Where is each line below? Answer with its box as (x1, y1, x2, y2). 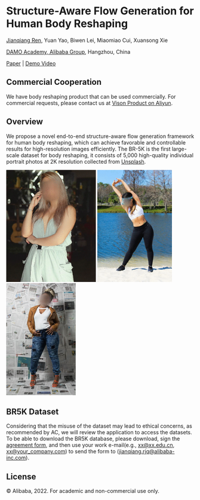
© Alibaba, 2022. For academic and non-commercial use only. (6, 487, 160, 495)
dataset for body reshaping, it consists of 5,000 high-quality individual (20, 151, 194, 159)
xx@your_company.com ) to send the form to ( (6, 448, 119, 455)
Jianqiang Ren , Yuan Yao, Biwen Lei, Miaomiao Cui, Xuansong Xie (6, 36, 168, 44)
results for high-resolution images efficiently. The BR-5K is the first (6, 145, 171, 152)
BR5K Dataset (6, 406, 59, 416)
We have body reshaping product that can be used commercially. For (6, 93, 176, 100)
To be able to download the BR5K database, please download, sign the (6, 435, 180, 443)
